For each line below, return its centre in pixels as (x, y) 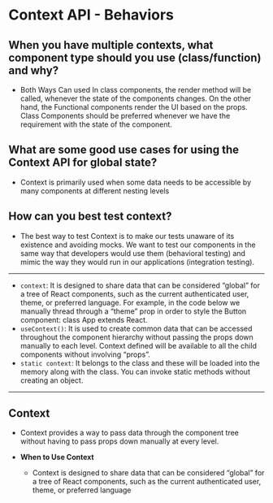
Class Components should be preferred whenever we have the (125, 116)
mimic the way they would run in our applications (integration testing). (137, 262)
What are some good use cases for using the (124, 150)
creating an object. (52, 380)
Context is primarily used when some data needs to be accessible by (136, 182)
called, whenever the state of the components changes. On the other (136, 98)
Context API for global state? (83, 163)
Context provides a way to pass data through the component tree (130, 433)
